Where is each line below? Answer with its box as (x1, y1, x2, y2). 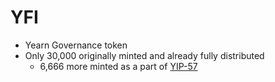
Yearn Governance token (24, 39, 128, 51)
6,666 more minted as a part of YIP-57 (39, 60, 198, 72)
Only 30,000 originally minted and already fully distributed (24, 49, 265, 61)
